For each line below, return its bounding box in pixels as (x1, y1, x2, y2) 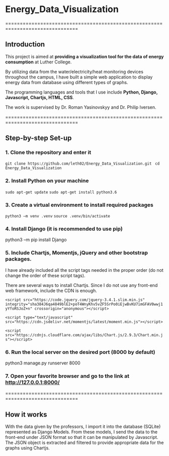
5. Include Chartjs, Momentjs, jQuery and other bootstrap (5, 249, 148, 256)
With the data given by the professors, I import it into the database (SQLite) (5, 424, 161, 430)
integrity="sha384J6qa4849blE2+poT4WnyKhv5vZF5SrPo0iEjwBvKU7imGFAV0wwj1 (5, 301, 163, 307)
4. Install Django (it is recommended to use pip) (5, 225, 123, 232)
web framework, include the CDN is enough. (5, 287, 97, 293)
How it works (5, 410, 47, 419)
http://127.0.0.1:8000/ (5, 378, 60, 386)
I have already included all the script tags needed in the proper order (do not (5, 267, 163, 273)
